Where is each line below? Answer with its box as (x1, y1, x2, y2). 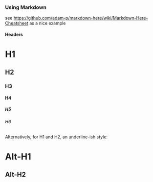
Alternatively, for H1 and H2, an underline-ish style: (5, 134, 108, 140)
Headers (5, 31, 23, 37)
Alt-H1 (5, 151, 31, 162)
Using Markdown (5, 4, 46, 11)
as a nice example (29, 20, 66, 26)
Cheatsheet (5, 20, 28, 26)
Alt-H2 (5, 171, 26, 179)
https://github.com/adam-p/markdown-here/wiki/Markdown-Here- (13, 15, 148, 21)
